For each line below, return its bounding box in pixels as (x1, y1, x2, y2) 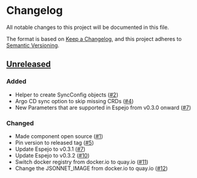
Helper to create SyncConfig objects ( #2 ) (15, 91, 119, 98)
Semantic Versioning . (6, 42, 59, 49)
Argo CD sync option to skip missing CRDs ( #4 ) (15, 97, 134, 104)
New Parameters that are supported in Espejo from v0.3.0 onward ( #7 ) (15, 104, 192, 111)
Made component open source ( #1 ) (15, 132, 104, 139)
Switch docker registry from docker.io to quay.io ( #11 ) (15, 158, 149, 165)
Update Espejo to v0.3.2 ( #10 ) (15, 151, 90, 159)
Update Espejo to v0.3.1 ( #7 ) (15, 145, 86, 153)
